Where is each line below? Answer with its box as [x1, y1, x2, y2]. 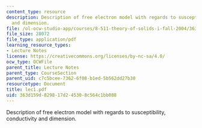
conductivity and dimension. [6, 115, 77, 122]
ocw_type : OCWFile [6, 59, 52, 65]
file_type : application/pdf [6, 36, 77, 42]
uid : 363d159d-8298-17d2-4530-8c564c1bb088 [6, 92, 117, 98]
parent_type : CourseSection [6, 70, 77, 76]
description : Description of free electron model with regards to [6, 14, 176, 20]
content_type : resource [6, 8, 66, 15]
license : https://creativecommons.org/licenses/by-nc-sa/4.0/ [6, 53, 165, 59]
